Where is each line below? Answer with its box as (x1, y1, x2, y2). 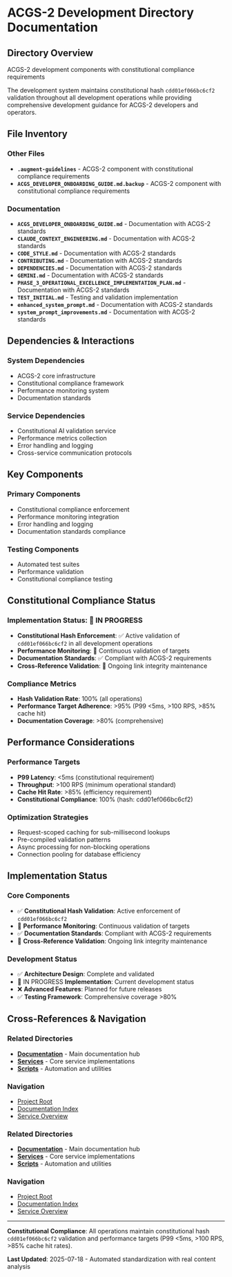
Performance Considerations (7, 736, 135, 748)
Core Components (7, 891, 70, 900)
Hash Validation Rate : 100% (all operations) (17, 694, 143, 702)
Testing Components (7, 544, 79, 554)
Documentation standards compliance (17, 527, 126, 535)
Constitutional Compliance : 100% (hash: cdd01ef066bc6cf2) (17, 795, 193, 803)
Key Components (7, 469, 84, 481)
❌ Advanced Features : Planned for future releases (17, 985, 162, 993)
